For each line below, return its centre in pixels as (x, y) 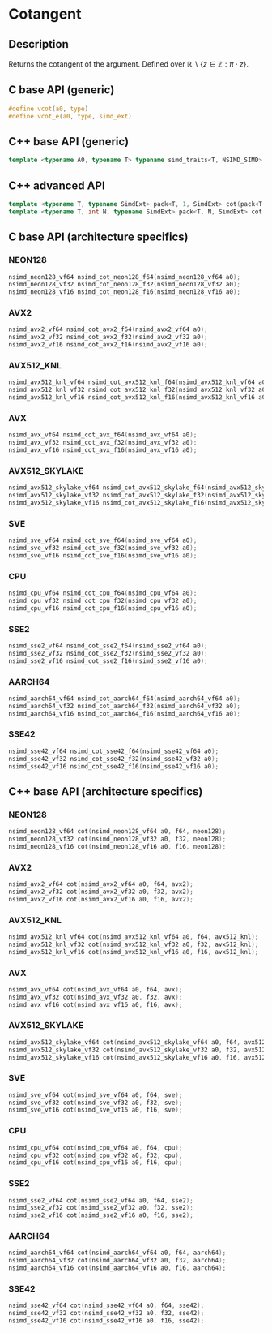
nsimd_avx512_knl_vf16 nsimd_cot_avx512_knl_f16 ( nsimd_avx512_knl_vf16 (132, 398)
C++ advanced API (57, 185)
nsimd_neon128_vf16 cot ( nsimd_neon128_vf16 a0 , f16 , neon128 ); (117, 846)
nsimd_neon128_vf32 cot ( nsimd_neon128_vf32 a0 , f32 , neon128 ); (117, 839)
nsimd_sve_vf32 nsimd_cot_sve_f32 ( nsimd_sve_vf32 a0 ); (103, 548)
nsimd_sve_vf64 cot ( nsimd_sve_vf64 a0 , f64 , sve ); (96, 1095)
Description (38, 44)
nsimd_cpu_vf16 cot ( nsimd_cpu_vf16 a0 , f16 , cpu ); (96, 1163)
